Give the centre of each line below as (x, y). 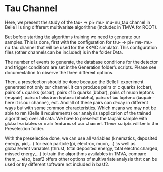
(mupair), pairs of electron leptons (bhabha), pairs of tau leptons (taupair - (80, 97)
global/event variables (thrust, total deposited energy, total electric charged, (82, 148)
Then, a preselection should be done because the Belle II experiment (74, 82)
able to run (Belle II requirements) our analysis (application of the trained (78, 113)
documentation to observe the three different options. (59, 72)
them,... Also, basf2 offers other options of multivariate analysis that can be (81, 159)
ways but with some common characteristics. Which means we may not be (81, 108)
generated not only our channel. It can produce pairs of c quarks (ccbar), (79, 87)
